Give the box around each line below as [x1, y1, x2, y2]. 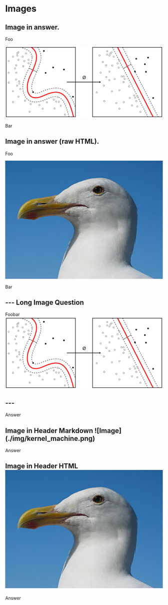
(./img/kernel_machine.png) [5, 434, 95, 443]
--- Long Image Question [5, 298, 84, 307]
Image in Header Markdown [5, 426, 93, 435]
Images [5, 3, 36, 15]
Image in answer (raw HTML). [5, 137, 99, 146]
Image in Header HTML [5, 462, 78, 470]
